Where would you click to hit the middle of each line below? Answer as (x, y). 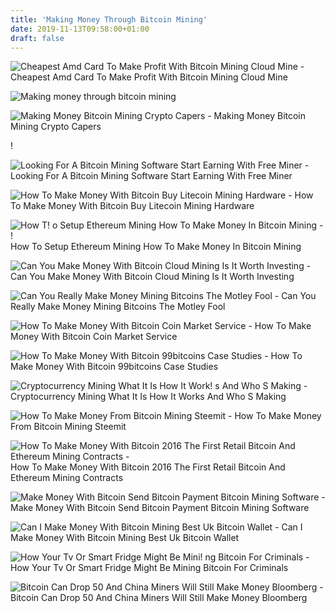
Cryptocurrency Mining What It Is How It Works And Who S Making (148, 397)
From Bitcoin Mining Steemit (68, 427)
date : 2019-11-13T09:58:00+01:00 (80, 29)
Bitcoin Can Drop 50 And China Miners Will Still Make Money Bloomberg (159, 598)
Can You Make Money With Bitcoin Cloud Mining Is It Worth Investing (152, 277)
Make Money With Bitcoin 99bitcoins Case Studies (114, 367)
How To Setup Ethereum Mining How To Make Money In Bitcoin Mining (156, 247)
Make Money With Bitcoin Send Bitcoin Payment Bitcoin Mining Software (160, 508)
